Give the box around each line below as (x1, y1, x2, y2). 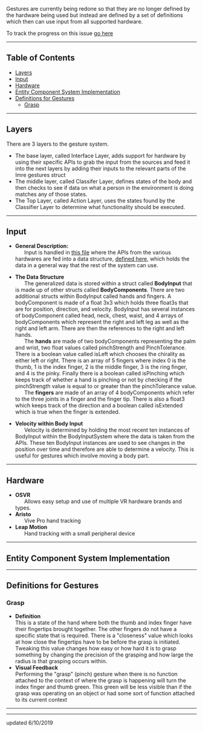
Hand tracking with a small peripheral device (24, 530, 135, 537)
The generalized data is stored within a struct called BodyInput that (24, 280, 193, 287)
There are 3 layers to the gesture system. (6, 140, 109, 147)
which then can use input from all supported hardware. (6, 18, 143, 25)
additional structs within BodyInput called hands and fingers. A (14, 293, 172, 300)
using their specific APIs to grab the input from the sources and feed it (14, 158, 190, 166)
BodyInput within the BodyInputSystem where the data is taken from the (14, 433, 195, 440)
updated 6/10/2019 (6, 719, 53, 726)
